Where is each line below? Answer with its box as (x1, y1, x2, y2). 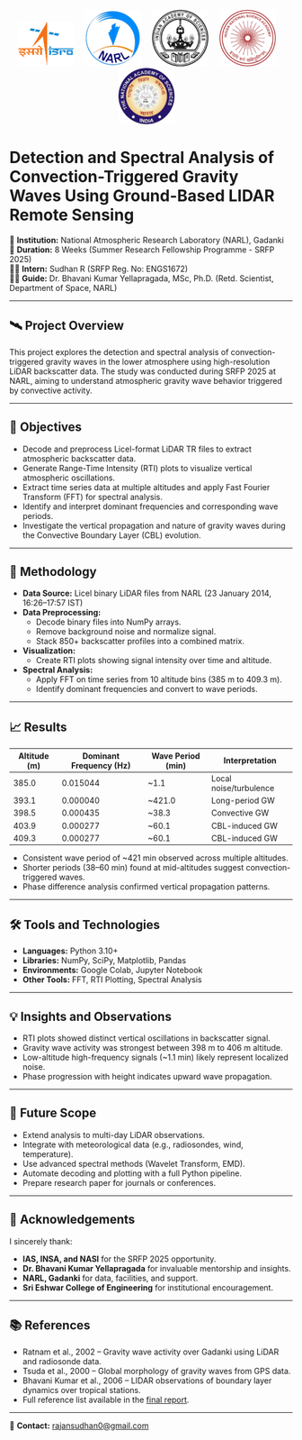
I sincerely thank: (9, 1235, 74, 1246)
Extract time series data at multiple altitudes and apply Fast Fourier (22, 481, 271, 492)
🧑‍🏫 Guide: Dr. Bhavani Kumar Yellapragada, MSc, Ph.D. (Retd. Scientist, (9, 272, 274, 284)
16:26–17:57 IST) (22, 597, 84, 608)
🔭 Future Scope (9, 1106, 97, 1121)
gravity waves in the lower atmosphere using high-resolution (45, 356, 271, 367)
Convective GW (210, 807, 270, 818)
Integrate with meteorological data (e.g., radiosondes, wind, (22, 1139, 244, 1150)
